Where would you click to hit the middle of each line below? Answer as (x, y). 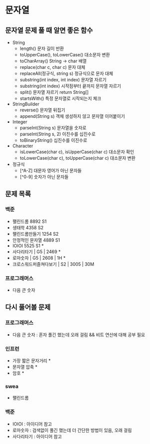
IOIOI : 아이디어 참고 (32, 424)
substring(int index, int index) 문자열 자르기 (63, 80)
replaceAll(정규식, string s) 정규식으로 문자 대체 (67, 73)
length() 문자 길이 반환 (42, 48)
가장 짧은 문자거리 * (31, 361)
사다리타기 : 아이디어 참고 (37, 436)
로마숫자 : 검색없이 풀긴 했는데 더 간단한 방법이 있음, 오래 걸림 (72, 430)
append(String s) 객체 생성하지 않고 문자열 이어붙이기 (73, 116)
